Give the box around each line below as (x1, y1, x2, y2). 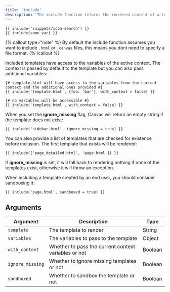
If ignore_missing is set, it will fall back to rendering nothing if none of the (5, 159, 160, 165)
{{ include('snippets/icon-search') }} (5, 26, 90, 31)
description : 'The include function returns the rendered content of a (5, 12, 159, 17)
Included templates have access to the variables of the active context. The (5, 60, 161, 66)
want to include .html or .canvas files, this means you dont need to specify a (5, 44, 165, 51)
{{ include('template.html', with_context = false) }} (5, 102, 123, 108)
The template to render (49, 227, 104, 234)
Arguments (5, 203, 42, 212)
